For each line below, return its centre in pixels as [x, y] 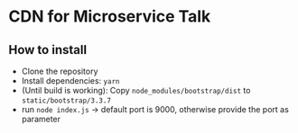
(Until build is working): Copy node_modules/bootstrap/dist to [136, 90]
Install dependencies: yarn [70, 81]
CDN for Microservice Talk [110, 17]
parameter [41, 119]
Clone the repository [60, 71]
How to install [48, 50]
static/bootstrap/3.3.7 [66, 101]
